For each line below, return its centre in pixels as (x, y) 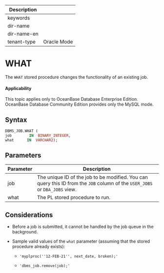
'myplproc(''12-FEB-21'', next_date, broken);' (69, 256)
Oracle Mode (58, 42)
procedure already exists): (39, 247)
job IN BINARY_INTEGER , (38, 136)
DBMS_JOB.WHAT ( (21, 131)
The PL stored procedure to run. (74, 198)
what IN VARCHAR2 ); (31, 140)
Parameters (23, 155)
